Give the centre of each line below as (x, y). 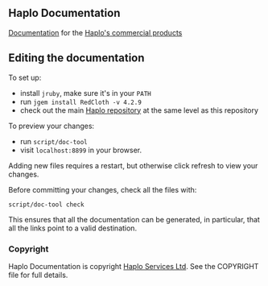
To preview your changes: (52, 126)
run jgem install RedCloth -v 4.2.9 (81, 102)
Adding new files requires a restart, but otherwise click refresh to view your (133, 165)
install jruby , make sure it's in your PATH (85, 93)
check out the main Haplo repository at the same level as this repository (139, 110)
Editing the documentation (76, 58)
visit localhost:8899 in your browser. (81, 150)
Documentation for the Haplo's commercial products (95, 32)
